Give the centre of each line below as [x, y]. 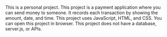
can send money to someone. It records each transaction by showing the [82, 13]
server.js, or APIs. [24, 29]
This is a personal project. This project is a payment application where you [83, 7]
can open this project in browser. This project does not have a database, [81, 23]
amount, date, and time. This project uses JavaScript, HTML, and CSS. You [83, 18]
